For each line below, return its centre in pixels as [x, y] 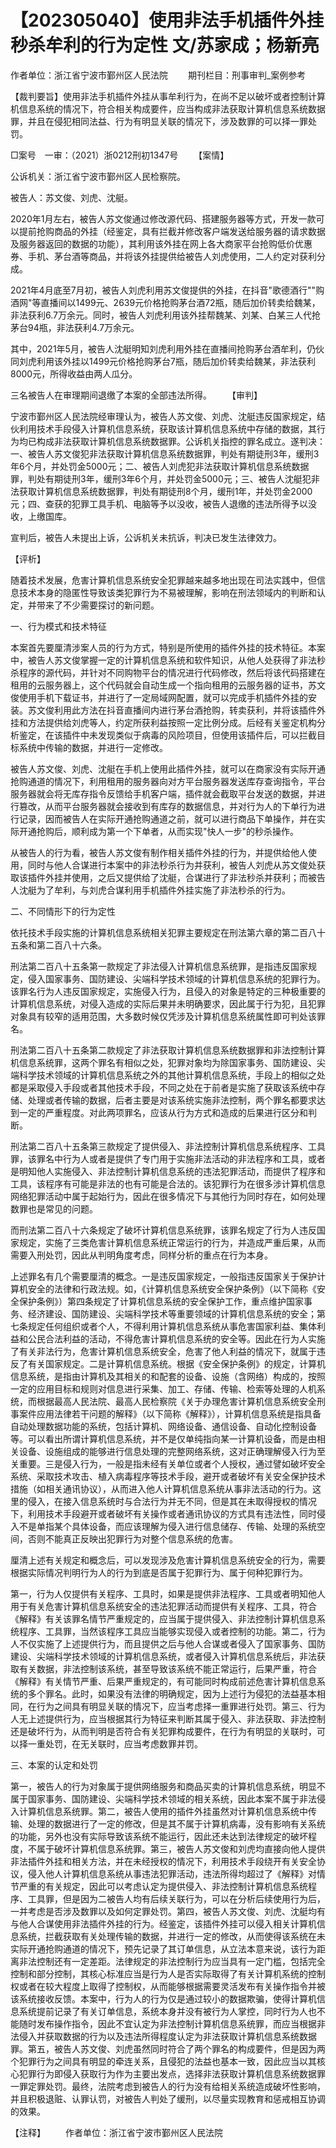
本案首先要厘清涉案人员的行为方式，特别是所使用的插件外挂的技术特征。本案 [168, 647]
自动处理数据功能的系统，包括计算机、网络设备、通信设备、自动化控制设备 [163, 1426]
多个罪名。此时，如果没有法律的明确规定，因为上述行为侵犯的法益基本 [172, 1693]
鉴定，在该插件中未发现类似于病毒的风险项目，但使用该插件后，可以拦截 [167, 735]
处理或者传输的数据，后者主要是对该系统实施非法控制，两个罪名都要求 [172, 1100]
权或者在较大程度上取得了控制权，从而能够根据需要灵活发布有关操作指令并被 [168, 1986]
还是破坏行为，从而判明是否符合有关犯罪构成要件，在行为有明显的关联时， [163, 1731]
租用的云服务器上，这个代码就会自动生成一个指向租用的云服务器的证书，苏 [163, 685]
